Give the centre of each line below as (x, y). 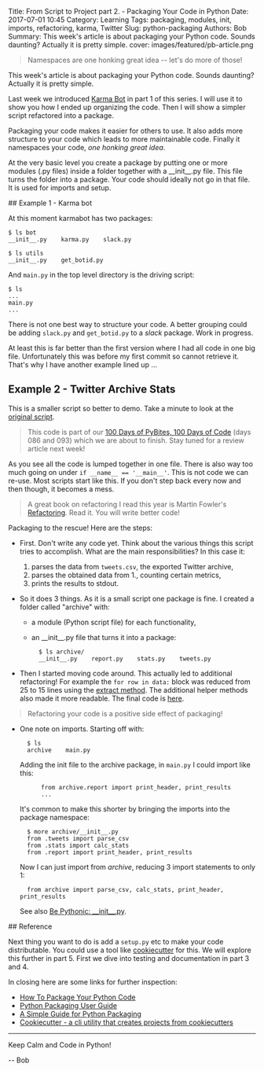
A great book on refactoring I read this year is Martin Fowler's (127, 504)
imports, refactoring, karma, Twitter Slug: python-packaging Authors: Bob (128, 28)
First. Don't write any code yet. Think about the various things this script (136, 543)
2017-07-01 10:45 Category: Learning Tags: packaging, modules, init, (120, 20)
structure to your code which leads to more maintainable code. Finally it (124, 139)
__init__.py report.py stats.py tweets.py (125, 659)
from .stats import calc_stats (78, 845)
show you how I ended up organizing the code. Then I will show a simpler (127, 107)
